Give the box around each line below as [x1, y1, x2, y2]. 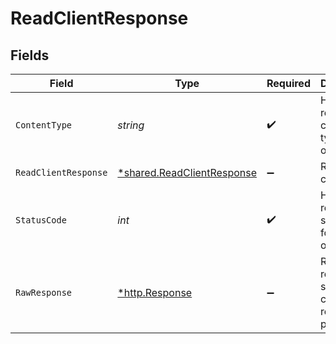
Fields [10, 47, 50, 64]
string [117, 118, 145, 132]
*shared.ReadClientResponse [117, 166, 258, 179]
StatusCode [15, 215, 67, 226]
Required [266, 77, 311, 90]
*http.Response [117, 286, 193, 299]
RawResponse [15, 287, 73, 298]
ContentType [15, 120, 73, 131]
